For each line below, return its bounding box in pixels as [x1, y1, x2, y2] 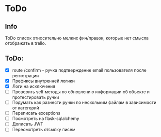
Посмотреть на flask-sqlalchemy [12, 116, 80, 121]
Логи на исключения [12, 83, 56, 89]
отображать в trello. [5, 40, 46, 46]
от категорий [12, 105, 39, 111]
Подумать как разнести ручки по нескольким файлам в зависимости [12, 100, 157, 105]
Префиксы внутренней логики [12, 78, 75, 84]
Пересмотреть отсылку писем [12, 127, 76, 133]
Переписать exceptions [12, 110, 61, 116]
